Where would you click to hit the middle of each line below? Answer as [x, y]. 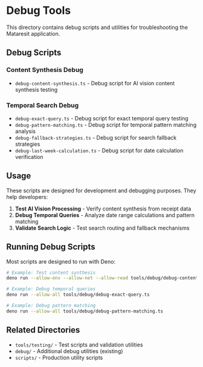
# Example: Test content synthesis [51, 273]
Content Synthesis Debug [45, 70]
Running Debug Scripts [51, 247]
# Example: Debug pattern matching [51, 306]
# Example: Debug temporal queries [51, 289]
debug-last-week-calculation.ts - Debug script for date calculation [99, 150]
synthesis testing [36, 89]
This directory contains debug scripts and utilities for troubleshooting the [97, 27]
